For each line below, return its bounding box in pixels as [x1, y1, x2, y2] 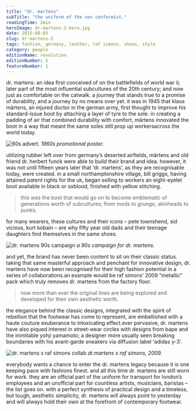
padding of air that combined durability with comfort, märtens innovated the [6, 117, 189, 124]
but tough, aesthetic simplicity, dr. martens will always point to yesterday [6, 392, 181, 399]
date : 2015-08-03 [6, 30, 49, 36]
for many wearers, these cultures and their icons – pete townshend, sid [6, 218, 177, 225]
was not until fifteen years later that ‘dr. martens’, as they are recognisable [6, 164, 184, 171]
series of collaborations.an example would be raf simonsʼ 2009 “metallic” [6, 272, 183, 279]
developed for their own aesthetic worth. [20, 295, 119, 303]
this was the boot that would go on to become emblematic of [20, 194, 167, 201]
